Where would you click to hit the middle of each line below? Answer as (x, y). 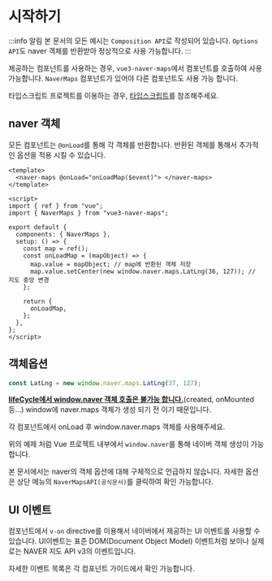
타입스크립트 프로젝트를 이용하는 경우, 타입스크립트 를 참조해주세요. (114, 95)
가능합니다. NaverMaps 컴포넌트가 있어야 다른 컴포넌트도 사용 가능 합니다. (123, 78)
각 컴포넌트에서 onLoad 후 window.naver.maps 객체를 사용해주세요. (117, 427)
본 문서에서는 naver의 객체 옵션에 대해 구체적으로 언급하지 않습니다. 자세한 (126, 471)
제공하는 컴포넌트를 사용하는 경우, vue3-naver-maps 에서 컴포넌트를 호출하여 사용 (135, 68)
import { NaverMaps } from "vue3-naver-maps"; (89, 213)
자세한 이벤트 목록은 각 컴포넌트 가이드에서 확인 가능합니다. (101, 569)
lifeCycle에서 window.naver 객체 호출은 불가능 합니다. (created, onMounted (131, 400)
